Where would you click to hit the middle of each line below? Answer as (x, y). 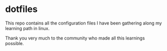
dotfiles (21, 9)
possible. (14, 43)
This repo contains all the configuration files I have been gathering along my (83, 23)
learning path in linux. (27, 28)
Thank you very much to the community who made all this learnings (75, 38)
